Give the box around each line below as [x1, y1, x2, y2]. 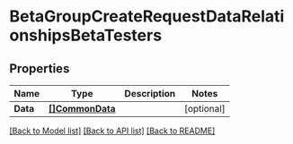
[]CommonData [48, 103, 116, 114]
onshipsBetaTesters [9, 25, 163, 46]
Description [124, 88, 176, 99]
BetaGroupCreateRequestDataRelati [9, 6, 285, 27]
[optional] [183, 103, 226, 114]
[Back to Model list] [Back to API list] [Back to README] [9, 125, 216, 136]
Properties [9, 61, 70, 76]
